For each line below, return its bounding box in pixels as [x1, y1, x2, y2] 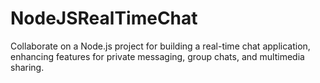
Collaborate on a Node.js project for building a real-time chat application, [10, 40, 311, 52]
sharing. [10, 61, 45, 73]
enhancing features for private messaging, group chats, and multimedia [10, 50, 305, 62]
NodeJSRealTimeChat [10, 7, 198, 30]
